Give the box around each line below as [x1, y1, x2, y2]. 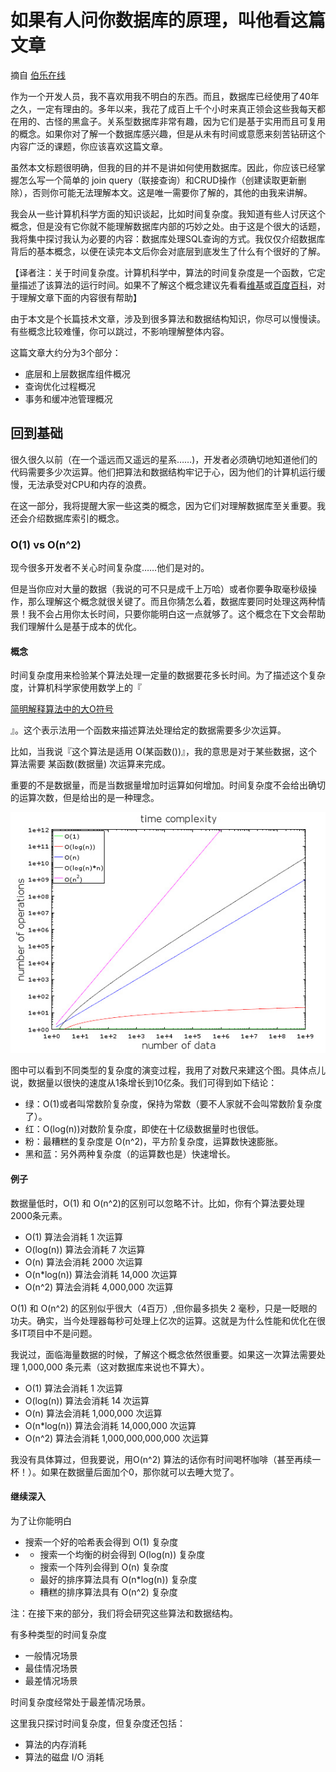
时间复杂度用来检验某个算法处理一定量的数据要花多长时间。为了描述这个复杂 [10, 669, 326, 681]
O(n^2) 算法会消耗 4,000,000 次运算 [24, 1281, 174, 1293]
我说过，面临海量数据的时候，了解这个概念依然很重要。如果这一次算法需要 [10, 1348, 317, 1360]
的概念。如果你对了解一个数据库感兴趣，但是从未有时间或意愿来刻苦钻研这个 [10, 127, 326, 140]
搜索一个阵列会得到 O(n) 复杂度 [39, 1561, 169, 1573]
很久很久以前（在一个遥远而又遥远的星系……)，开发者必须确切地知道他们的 [10, 453, 318, 465]
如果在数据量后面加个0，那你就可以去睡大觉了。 [40, 1466, 240, 1478]
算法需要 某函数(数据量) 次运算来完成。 [10, 758, 172, 770]
